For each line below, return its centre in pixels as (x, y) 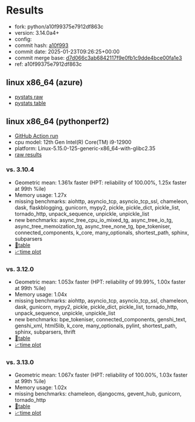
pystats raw (29, 97)
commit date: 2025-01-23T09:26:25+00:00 (67, 51)
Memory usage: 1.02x (41, 388)
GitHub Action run (36, 135)
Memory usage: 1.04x (41, 294)
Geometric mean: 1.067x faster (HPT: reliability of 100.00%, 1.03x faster (101, 375)
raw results (28, 154)
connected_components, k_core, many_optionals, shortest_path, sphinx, (102, 232)
